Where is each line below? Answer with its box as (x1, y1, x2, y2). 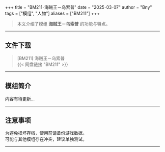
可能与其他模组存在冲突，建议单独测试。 (5, 136, 87, 142)
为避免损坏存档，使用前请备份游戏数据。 (5, 130, 87, 136)
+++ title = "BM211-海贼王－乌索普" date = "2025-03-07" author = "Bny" (5, 4, 152, 10)
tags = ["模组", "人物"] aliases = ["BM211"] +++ (5, 10, 100, 16)
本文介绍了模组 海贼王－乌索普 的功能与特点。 (17, 21, 110, 27)
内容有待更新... (5, 95, 35, 102)
